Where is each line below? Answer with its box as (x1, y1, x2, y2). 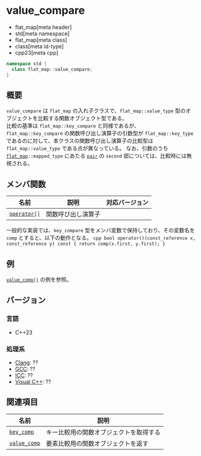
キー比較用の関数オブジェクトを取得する (46, 428, 161, 436)
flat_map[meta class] (14, 36, 67, 43)
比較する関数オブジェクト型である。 (37, 115, 128, 122)
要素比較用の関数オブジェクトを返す (46, 439, 149, 448)
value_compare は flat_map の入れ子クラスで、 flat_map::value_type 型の (6, 107, 186, 114)
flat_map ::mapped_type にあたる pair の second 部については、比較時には (6, 152, 187, 159)
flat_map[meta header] (14, 23, 72, 31)
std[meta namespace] (14, 29, 70, 37)
